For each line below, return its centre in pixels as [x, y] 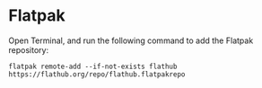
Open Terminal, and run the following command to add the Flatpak [131, 40]
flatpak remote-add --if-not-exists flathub [93, 66]
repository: [29, 49]
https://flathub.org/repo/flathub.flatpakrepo [97, 74]
